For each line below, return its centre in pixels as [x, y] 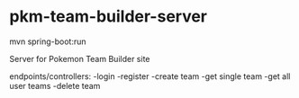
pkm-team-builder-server [109, 17]
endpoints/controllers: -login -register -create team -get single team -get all [150, 76]
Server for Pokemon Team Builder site [80, 58]
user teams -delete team [55, 85]
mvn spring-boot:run [48, 41]
